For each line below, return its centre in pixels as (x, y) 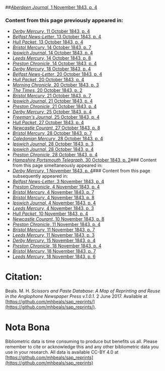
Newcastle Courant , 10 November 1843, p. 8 (58, 219)
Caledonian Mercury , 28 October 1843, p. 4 (58, 139)
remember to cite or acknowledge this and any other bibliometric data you (82, 347)
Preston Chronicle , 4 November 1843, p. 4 (56, 187)
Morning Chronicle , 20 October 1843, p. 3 (56, 85)
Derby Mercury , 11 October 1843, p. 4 (51, 31)
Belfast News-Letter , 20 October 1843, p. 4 (57, 74)
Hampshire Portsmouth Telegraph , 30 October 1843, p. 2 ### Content (85, 160)
